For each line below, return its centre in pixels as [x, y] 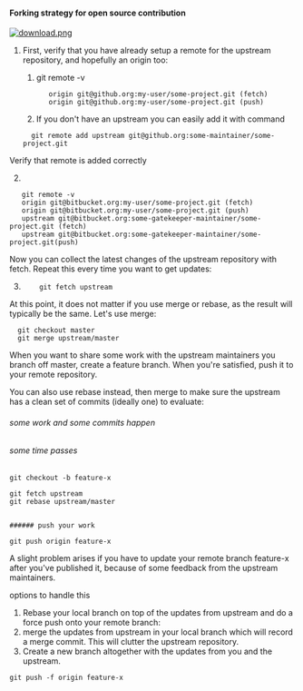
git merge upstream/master [68, 339]
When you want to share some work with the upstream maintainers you [142, 355]
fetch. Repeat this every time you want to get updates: [111, 269]
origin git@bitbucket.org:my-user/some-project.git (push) [135, 211]
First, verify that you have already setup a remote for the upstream [147, 51]
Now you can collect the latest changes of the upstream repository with [143, 260]
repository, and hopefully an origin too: [95, 60]
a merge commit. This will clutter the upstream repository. [131, 642]
